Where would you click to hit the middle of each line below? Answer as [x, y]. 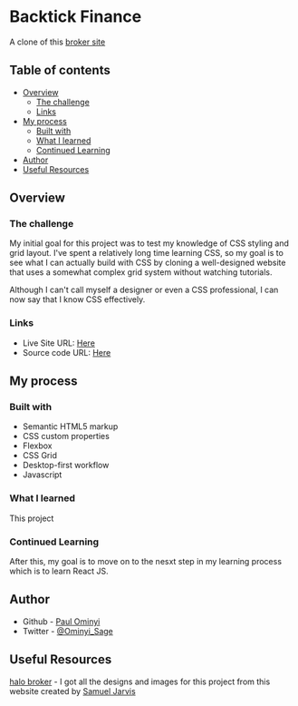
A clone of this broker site [58, 42]
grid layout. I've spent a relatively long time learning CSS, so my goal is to [146, 253]
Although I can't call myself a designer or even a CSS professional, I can [144, 290]
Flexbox [37, 446]
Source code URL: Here [67, 352]
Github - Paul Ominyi [61, 621]
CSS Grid [39, 456]
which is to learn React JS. [59, 571]
